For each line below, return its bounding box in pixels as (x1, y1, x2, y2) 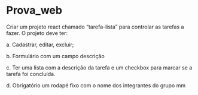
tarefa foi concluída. (6, 70, 56, 77)
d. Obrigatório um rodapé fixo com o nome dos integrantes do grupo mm (6, 81, 186, 89)
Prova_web (6, 4, 63, 17)
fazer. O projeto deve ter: (6, 29, 68, 36)
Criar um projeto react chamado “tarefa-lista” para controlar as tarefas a (6, 23, 184, 30)
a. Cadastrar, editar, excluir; (6, 41, 74, 48)
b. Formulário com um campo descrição (6, 52, 105, 59)
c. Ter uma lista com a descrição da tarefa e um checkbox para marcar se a (6, 64, 193, 71)
